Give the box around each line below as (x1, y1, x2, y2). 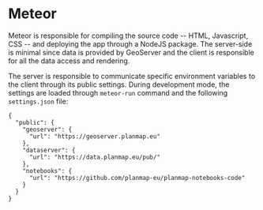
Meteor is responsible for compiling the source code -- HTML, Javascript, (8, 31, 249, 40)
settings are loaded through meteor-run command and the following (8, 88, 228, 97)
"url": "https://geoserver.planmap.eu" (28, 132, 160, 141)
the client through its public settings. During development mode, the (8, 80, 230, 89)
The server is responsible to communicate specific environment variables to (8, 71, 256, 81)
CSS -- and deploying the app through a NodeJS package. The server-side (8, 39, 253, 48)
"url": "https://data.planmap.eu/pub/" (28, 153, 160, 161)
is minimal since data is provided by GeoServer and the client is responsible (8, 47, 254, 57)
